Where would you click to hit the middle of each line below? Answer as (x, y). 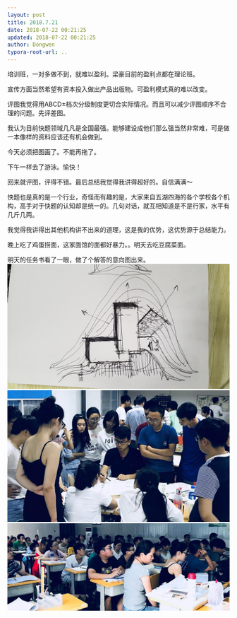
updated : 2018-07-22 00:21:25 (52, 37)
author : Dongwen (31, 45)
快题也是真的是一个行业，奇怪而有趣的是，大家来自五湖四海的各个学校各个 (115, 197)
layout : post (26, 15)
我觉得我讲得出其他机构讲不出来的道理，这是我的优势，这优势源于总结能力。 (119, 229)
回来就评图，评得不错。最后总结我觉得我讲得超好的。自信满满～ (100, 182)
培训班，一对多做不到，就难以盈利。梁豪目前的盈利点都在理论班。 (103, 74)
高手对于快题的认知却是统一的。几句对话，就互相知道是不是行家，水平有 (124, 206)
